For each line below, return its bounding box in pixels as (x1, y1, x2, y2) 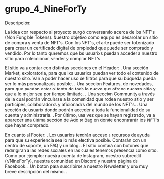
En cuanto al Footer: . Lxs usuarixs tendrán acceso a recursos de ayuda (5, 132, 150, 138)
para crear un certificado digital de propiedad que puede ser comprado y (5, 45, 153, 51)
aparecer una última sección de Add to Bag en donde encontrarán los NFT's (5, 117, 160, 123)
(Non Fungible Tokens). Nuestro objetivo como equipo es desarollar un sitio (5, 34, 158, 40)
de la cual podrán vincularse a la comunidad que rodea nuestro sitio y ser (5, 96, 154, 102)
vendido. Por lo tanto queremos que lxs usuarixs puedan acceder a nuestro (5, 50, 158, 56)
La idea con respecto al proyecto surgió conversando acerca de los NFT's (5, 29, 155, 35)
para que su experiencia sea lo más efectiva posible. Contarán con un (5, 137, 146, 143)
